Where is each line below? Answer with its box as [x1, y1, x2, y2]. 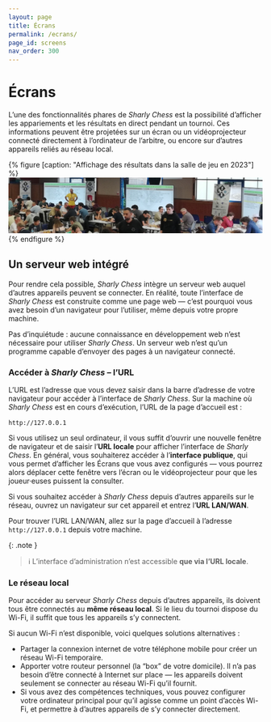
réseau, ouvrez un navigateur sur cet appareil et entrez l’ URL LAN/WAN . [8, 500, 249, 510]
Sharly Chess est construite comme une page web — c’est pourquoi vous [8, 296, 252, 306]
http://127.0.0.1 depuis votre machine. [8, 525, 143, 534]
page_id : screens [8, 39, 67, 47]
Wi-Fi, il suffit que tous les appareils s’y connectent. [8, 613, 181, 622]
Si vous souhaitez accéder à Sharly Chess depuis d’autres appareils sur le [8, 491, 254, 501]
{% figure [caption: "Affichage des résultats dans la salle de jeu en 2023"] [8, 160, 254, 170]
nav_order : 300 [8, 47, 60, 56]
